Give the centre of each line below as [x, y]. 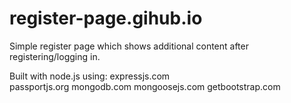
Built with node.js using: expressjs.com [90, 76]
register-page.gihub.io [106, 18]
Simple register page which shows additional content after [129, 46]
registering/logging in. [55, 56]
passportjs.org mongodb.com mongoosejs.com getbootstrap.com [145, 86]
